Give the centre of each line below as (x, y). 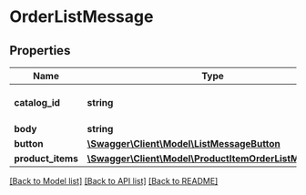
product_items (46, 159)
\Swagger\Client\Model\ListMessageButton (184, 144)
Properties (40, 51)
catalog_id (37, 103)
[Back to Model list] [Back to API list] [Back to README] (114, 181)
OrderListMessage (82, 17)
